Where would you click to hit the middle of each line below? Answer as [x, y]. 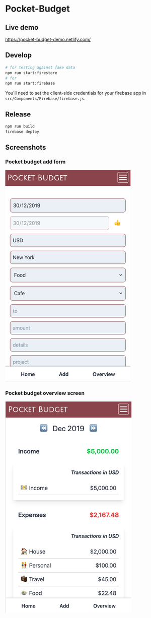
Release [18, 114]
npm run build [20, 126]
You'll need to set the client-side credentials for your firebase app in [76, 93]
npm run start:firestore [31, 73]
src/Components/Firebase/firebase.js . [45, 98]
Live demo [22, 27]
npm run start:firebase [30, 84]
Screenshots [26, 147]
